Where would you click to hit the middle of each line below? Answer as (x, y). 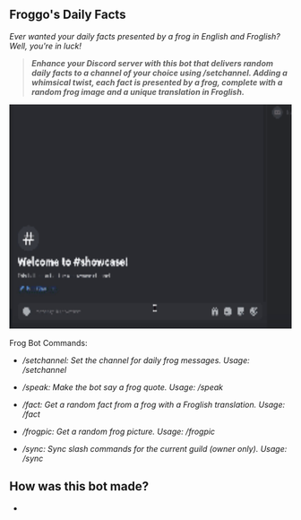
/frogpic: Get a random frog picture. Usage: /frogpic (119, 431)
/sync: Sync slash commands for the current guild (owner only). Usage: (155, 448)
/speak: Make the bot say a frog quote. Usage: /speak (123, 387)
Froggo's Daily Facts (68, 15)
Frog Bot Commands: (48, 342)
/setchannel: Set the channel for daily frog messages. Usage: (136, 360)
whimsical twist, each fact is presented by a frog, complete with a (157, 82)
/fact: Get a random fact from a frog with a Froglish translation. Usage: (154, 404)
